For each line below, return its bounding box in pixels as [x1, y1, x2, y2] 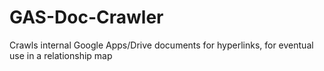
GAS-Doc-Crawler [9, 6, 164, 29]
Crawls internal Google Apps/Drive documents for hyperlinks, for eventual [9, 39, 314, 51]
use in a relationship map [9, 49, 113, 61]
